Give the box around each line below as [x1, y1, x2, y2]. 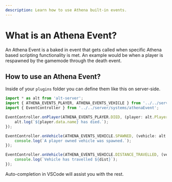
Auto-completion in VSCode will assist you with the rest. [5, 171, 124, 177]
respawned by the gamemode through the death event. [5, 57, 122, 64]
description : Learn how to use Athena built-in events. [5, 7, 127, 13]
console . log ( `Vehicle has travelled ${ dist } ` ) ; [14, 157, 118, 162]
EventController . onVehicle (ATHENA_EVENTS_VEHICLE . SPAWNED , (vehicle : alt [5, 133, 166, 138]
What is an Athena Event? [5, 29, 117, 41]
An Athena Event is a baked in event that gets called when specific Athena [5, 47, 162, 53]
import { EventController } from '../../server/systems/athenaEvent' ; [5, 106, 159, 111]
